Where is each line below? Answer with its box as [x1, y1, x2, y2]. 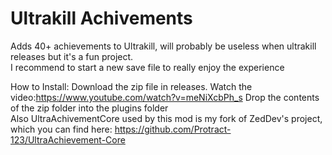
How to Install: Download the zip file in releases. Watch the [10, 80, 253, 92]
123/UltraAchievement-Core [10, 133, 126, 146]
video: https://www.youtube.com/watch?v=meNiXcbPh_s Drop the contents [10, 91, 320, 103]
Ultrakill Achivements [10, 7, 193, 30]
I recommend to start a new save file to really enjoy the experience [10, 61, 285, 73]
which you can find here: [10, 123, 113, 135]
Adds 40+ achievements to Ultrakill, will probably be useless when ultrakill [10, 40, 317, 52]
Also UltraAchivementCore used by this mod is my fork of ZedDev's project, [10, 112, 323, 124]
